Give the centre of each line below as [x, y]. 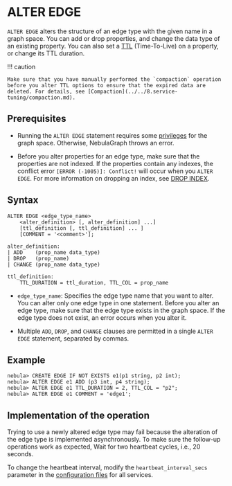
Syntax [23, 200]
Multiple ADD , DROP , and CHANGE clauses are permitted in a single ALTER [115, 331]
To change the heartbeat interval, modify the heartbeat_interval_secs [107, 467]
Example [26, 360]
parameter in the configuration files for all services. [80, 475]
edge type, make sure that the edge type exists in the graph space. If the [121, 310]
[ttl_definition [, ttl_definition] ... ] [82, 228]
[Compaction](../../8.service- [133, 91]
